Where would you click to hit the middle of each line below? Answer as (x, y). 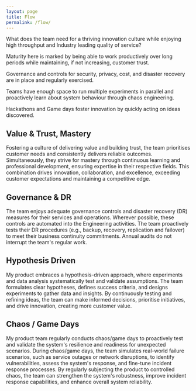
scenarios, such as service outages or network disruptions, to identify (90, 357)
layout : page (22, 11)
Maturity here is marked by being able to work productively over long (89, 57)
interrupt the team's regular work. (47, 242)
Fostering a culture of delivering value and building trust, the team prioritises (98, 148)
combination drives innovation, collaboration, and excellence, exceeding (93, 172)
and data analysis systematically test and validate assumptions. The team (94, 281)
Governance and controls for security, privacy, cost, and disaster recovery (96, 74)
